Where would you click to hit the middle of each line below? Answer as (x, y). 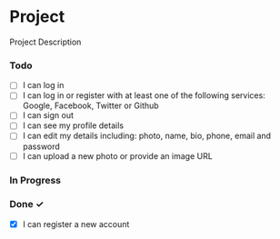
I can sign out (48, 115)
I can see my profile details (73, 125)
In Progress (35, 180)
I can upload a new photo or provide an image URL (118, 155)
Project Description (45, 42)
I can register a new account (76, 224)
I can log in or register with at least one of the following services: (144, 95)
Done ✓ (27, 204)
